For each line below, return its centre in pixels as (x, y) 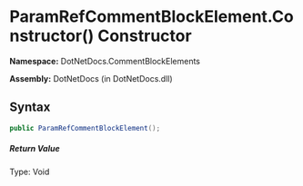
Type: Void (30, 171)
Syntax (30, 108)
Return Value (35, 149)
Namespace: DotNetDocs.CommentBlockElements (105, 61)
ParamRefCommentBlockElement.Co (151, 17)
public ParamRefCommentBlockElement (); (85, 128)
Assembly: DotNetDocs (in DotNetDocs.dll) (91, 78)
